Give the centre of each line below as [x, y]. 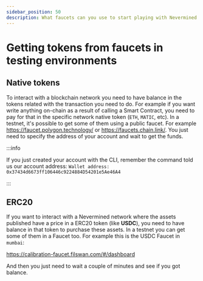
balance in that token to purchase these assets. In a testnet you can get [96, 230]
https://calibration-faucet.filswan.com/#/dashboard [71, 254]
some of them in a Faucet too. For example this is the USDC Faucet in [93, 236]
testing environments [62, 60]
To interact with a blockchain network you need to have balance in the [94, 97]
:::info [13, 148]
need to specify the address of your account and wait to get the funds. [95, 136]
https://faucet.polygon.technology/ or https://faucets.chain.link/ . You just [97, 130]
